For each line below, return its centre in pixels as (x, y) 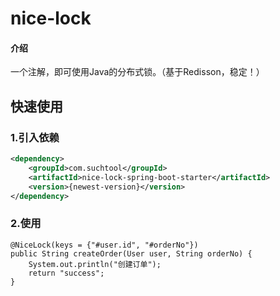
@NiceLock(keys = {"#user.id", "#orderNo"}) (104, 245)
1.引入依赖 (35, 137)
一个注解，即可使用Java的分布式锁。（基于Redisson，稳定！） (137, 72)
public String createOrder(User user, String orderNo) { (131, 253)
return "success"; (66, 273)
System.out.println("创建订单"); (95, 264)
